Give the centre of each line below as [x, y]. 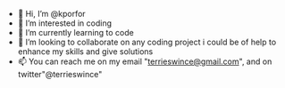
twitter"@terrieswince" [60, 74]
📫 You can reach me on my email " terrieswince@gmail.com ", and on [145, 61]
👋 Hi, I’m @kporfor [52, 14]
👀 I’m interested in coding [65, 23]
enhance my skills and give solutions [85, 52]
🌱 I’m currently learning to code [75, 32]
